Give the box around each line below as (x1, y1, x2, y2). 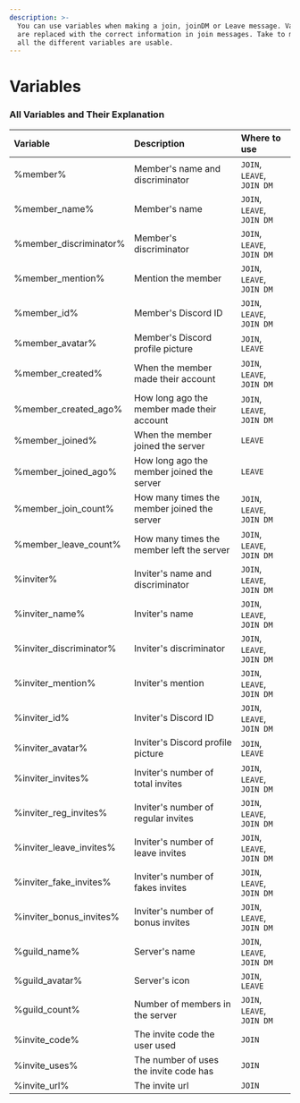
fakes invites (133, 881, 187, 894)
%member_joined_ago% (13, 465, 118, 478)
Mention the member (133, 272, 222, 284)
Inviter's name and (133, 567, 212, 580)
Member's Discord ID (133, 306, 223, 318)
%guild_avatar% (13, 974, 83, 987)
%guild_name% (13, 945, 80, 957)
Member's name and (133, 162, 221, 174)
